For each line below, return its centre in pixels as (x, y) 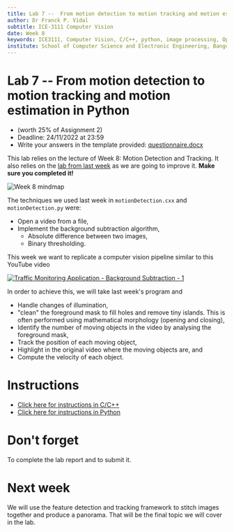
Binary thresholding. (56, 243)
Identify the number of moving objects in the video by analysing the (114, 327)
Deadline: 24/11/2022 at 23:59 (61, 137)
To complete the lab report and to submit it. (69, 459)
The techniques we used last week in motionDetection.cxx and (97, 200)
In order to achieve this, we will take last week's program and (95, 292)
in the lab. (22, 522)
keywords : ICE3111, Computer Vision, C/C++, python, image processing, (113, 40)
